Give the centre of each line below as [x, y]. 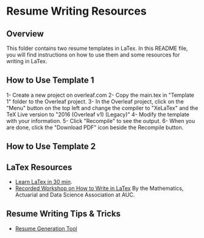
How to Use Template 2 [51, 146]
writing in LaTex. [27, 61]
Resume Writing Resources [77, 11]
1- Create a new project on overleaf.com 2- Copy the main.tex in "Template [100, 95]
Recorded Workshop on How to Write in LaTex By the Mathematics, [99, 188]
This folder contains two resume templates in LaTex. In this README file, [97, 48]
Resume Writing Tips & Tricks [63, 214]
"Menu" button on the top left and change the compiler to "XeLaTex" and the [102, 108]
